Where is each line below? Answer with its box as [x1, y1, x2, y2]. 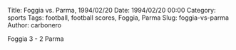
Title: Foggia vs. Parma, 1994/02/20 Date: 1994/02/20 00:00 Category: [7, 6, 216, 14]
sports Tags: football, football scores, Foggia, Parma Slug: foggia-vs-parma [7, 13, 230, 22]
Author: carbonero [7, 21, 62, 29]
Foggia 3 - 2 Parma [7, 35, 64, 43]
